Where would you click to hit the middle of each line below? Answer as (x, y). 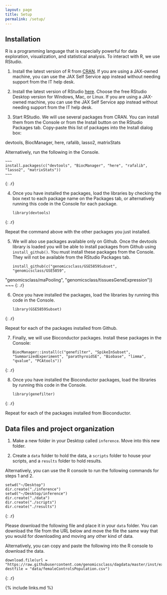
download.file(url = (27, 560)
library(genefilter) (34, 394)
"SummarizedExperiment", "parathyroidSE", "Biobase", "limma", (79, 357)
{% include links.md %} (29, 588)
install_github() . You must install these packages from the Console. (83, 252)
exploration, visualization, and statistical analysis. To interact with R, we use (83, 56)
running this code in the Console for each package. (65, 204)
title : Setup (19, 14)
